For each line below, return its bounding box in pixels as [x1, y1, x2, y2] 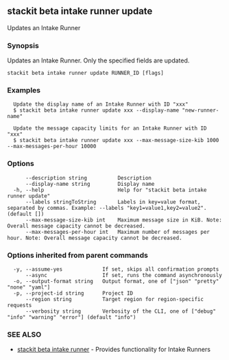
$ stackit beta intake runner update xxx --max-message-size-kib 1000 [13, 137, 219, 144]
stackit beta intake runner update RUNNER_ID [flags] [7, 70, 165, 77]
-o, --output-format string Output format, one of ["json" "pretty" [13, 278, 219, 285]
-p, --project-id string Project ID [13, 290, 134, 297]
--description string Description [25, 174, 152, 181]
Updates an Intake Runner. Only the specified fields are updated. [7, 56, 190, 64]
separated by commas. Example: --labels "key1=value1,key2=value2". [7, 204, 207, 211]
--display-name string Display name [25, 180, 155, 187]
